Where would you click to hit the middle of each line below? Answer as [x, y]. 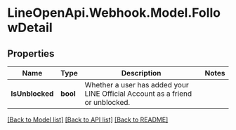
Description [141, 73]
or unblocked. [107, 102]
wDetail [30, 28]
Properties [31, 53]
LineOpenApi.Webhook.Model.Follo [114, 13]
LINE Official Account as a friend [138, 94]
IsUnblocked [32, 94]
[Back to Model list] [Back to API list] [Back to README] [88, 120]
